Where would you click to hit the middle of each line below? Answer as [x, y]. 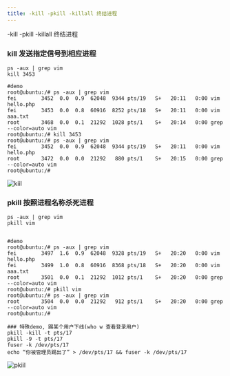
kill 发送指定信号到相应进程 [52, 54]
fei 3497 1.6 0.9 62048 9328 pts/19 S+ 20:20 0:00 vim [114, 253]
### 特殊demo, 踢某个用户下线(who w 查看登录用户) [73, 327]
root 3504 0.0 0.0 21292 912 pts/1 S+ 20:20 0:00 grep [115, 302]
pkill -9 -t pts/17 [35, 339]
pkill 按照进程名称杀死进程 [51, 202]
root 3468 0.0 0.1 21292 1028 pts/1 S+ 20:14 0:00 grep [115, 122]
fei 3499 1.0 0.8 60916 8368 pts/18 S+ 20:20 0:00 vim [114, 266]
